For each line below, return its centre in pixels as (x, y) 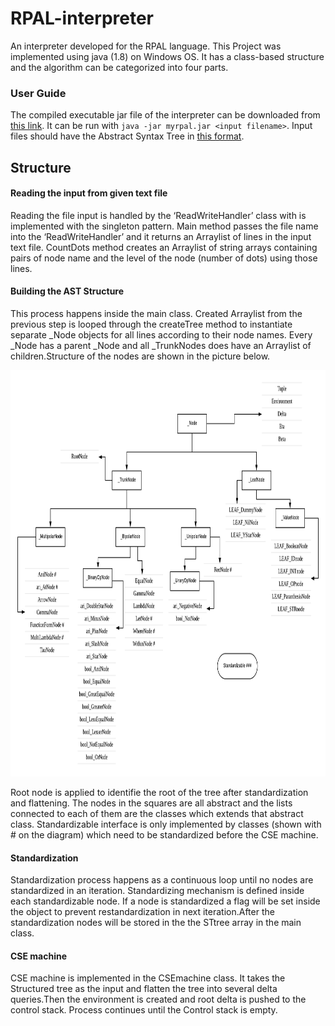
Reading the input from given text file (89, 193)
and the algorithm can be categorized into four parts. (119, 67)
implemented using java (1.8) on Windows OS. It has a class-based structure (167, 56)
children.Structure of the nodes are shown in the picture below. (140, 356)
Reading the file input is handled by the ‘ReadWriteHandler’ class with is (158, 215)
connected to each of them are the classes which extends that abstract (157, 814)
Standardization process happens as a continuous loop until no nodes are (162, 880)
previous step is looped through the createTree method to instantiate (151, 324)
